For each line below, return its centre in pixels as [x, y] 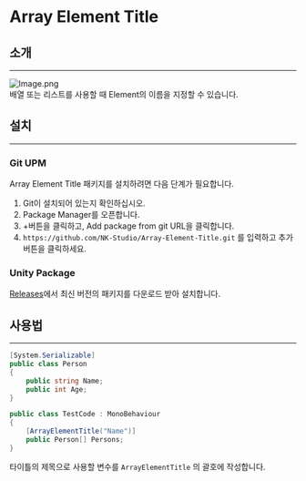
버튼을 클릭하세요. [54, 249]
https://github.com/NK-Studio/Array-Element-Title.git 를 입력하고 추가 [158, 238]
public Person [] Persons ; [75, 440]
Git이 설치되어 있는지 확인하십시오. [84, 203]
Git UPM [28, 163]
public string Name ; [65, 381]
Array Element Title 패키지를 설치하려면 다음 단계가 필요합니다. [122, 184]
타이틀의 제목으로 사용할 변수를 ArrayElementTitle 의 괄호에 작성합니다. [138, 466]
